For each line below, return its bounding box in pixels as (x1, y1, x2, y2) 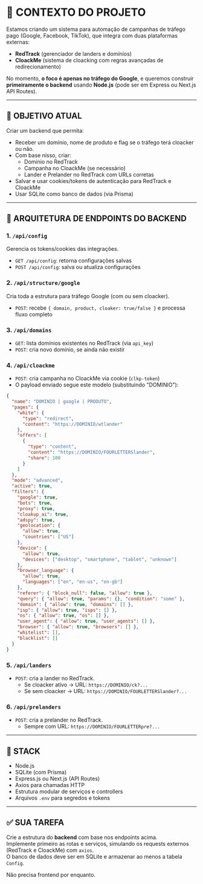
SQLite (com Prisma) (14, 768, 67, 776)
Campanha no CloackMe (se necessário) (24, 164, 126, 171)
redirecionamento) (14, 63, 62, 70)
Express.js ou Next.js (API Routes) (14, 775, 100, 782)
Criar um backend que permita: (6, 127, 84, 134)
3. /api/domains (6, 325, 52, 334)
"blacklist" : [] (17, 635, 59, 641)
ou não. (14, 145, 34, 152)
